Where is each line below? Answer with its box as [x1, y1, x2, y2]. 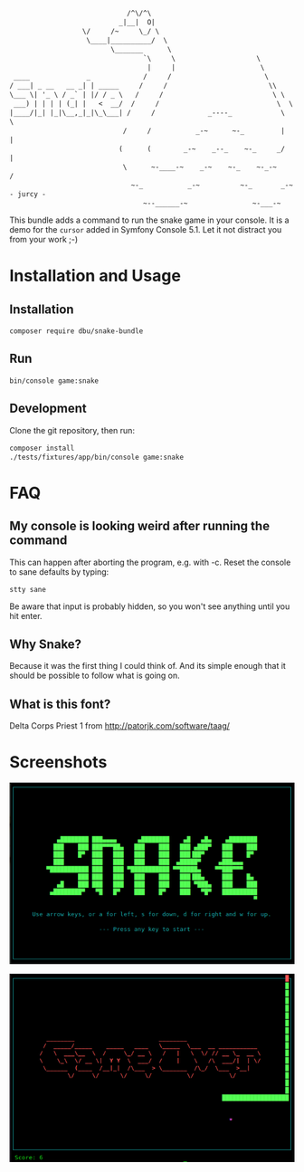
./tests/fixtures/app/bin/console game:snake [9, 453, 184, 462]
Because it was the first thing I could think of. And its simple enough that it [9, 661, 287, 672]
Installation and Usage [9, 266, 181, 286]
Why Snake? [9, 637, 82, 653]
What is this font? [9, 696, 111, 711]
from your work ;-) [9, 234, 79, 244]
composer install [9, 443, 75, 453]
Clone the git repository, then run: [9, 424, 136, 435]
